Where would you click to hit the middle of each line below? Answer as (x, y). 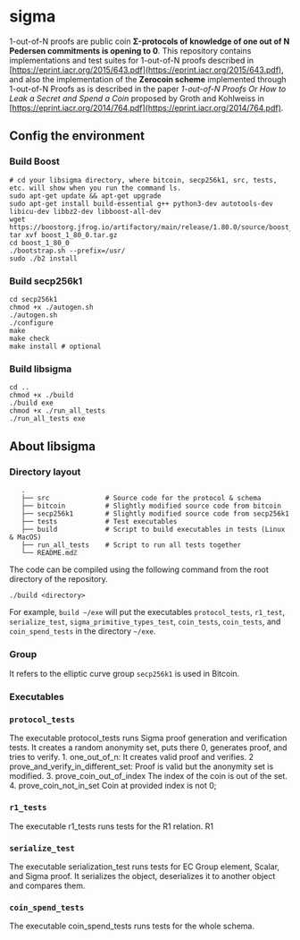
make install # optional (55, 346)
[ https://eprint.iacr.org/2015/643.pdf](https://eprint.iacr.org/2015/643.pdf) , (146, 70)
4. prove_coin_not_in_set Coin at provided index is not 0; (113, 786)
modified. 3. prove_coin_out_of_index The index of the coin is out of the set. (149, 776)
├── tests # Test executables (99, 521)
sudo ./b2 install (43, 258)
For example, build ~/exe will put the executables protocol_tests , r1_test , (147, 611)
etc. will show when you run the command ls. (95, 188)
